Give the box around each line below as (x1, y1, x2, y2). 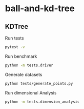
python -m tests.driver (5, 63, 54, 68)
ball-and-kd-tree (5, 3, 75, 14)
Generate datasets (5, 72, 42, 77)
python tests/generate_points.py (5, 81, 73, 86)
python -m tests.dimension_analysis (5, 99, 80, 104)
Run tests (5, 35, 24, 41)
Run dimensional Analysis (5, 90, 57, 95)
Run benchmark (5, 53, 38, 59)
